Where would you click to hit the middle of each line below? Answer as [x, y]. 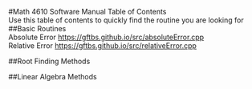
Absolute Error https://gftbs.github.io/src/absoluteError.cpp [106, 37]
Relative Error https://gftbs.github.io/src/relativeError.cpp [102, 46]
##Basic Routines [37, 28]
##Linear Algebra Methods [53, 77]
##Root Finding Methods [49, 61]
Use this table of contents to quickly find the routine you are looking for [126, 20]
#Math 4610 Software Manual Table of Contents [87, 12]
